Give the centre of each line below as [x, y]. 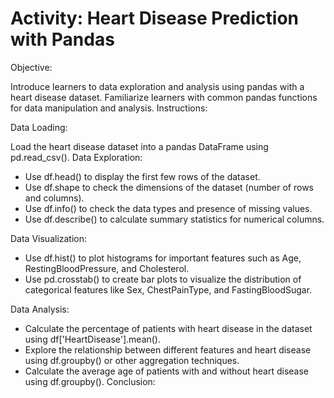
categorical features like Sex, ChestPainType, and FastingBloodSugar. [168, 289]
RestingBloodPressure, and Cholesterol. [107, 268]
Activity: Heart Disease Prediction [155, 18]
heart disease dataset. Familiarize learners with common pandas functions [164, 97]
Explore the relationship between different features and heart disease [168, 349]
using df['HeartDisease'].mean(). [93, 339]
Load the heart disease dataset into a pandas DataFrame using [139, 146]
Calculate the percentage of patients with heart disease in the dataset [168, 328]
